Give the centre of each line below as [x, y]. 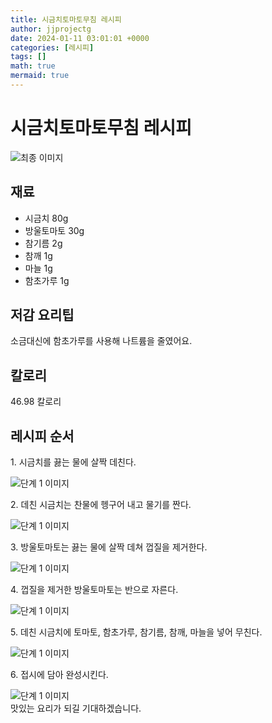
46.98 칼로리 [36, 402]
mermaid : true [40, 76]
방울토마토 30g [54, 230]
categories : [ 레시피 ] [52, 47]
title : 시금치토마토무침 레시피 [66, 19]
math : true [33, 66]
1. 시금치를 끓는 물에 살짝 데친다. [73, 462]
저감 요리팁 [42, 315]
